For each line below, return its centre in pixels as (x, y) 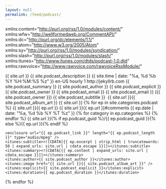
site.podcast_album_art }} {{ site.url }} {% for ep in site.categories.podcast (82, 102)
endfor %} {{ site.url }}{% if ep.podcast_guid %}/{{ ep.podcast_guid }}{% (81, 118)
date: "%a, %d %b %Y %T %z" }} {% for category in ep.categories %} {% (82, 113)
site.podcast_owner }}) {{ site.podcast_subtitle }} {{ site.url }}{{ (70, 97)
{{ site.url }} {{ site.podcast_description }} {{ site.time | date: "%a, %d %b (81, 76)
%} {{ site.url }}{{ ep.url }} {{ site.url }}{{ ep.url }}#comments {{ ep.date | (79, 108)
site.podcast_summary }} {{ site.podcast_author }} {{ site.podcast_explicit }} (83, 86)
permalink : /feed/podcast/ (33, 15)
